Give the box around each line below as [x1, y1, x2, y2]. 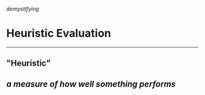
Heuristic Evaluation [6, 27, 112, 40]
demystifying [6, 5, 40, 12]
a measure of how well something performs [6, 79, 176, 89]
